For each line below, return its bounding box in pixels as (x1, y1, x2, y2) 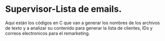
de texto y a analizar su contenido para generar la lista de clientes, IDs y (5, 25, 153, 31)
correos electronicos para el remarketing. (5, 30, 90, 36)
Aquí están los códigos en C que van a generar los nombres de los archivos (5, 20, 160, 26)
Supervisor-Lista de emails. (5, 3, 122, 15)
